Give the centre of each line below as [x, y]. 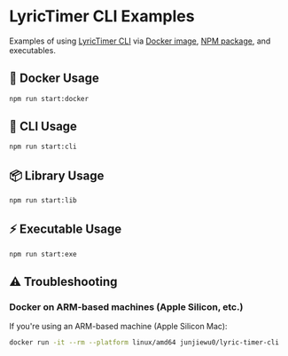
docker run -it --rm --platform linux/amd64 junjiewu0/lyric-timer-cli [144, 343]
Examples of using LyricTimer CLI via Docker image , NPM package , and [140, 41]
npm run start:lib [43, 201]
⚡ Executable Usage [66, 229]
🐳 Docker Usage [54, 79]
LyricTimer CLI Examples [102, 16]
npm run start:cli [43, 147]
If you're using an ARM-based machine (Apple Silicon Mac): [118, 327]
